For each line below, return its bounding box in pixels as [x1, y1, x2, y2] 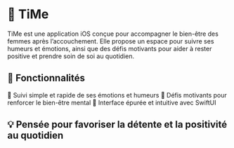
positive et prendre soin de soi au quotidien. [7, 52, 135, 60]
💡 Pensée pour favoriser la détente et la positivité [7, 119, 228, 130]
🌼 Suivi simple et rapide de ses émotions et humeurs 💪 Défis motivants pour [7, 90, 227, 99]
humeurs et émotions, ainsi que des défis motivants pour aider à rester [7, 44, 212, 53]
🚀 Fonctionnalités [7, 72, 86, 84]
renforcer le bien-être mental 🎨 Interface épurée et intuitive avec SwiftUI [7, 98, 216, 107]
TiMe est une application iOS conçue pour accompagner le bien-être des [7, 29, 219, 38]
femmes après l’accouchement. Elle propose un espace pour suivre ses [7, 36, 214, 45]
